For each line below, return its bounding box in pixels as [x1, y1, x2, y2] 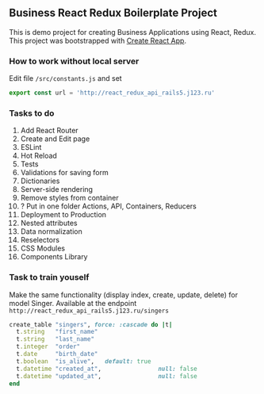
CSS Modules [20, 243, 66, 253]
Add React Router [20, 126, 78, 136]
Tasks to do [9, 107, 55, 118]
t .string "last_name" [16, 335, 94, 343]
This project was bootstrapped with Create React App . [9, 36, 187, 45]
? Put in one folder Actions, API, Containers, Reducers [20, 201, 197, 211]
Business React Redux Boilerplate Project [9, 6, 217, 20]
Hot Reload [20, 151, 58, 161]
